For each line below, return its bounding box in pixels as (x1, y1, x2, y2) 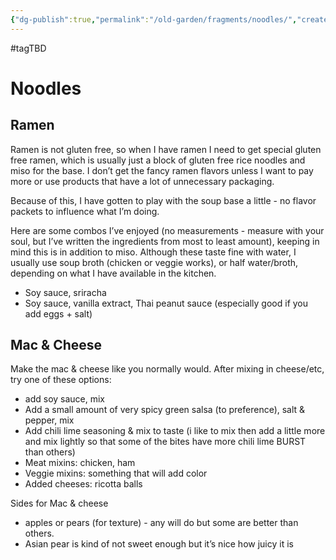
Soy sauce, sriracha (24, 286, 107, 298)
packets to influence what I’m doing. (10, 205, 160, 217)
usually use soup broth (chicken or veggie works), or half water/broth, (10, 256, 299, 268)
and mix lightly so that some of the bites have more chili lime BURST (24, 436, 307, 448)
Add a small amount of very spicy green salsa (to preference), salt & (24, 404, 306, 416)
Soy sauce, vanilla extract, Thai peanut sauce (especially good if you (24, 297, 309, 309)
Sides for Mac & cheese (10, 497, 109, 510)
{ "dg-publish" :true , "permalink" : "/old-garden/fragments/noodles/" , (10, 14, 298, 25)
